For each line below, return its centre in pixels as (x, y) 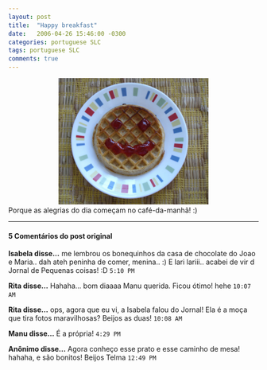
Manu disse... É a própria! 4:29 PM (65, 333)
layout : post (30, 17)
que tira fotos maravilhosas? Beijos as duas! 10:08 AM (95, 318)
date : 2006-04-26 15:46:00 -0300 (67, 33)
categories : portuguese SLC (55, 42)
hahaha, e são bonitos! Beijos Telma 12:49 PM (82, 357)
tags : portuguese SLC (44, 51)
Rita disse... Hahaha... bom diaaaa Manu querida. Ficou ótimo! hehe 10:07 (130, 286)
